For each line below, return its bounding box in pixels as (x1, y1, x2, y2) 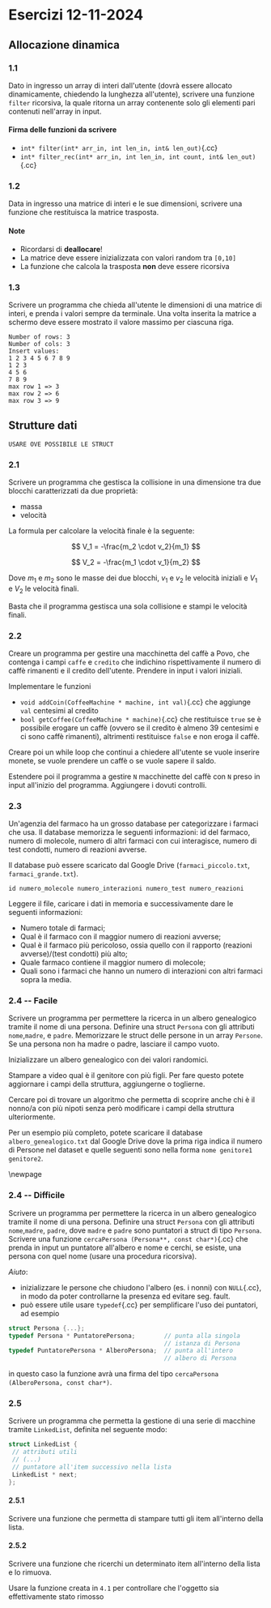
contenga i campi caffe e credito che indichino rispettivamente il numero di (8, 656, 261, 666)
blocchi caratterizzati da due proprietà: (8, 485, 138, 495)
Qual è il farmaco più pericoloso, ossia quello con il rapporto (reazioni (19, 940, 252, 950)
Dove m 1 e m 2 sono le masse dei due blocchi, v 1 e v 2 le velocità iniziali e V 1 (8, 573, 257, 584)
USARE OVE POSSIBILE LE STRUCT (8, 440, 114, 448)
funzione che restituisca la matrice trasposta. (8, 207, 159, 217)
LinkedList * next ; (11, 1470, 78, 1478)
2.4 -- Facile (8, 995, 58, 1007)
